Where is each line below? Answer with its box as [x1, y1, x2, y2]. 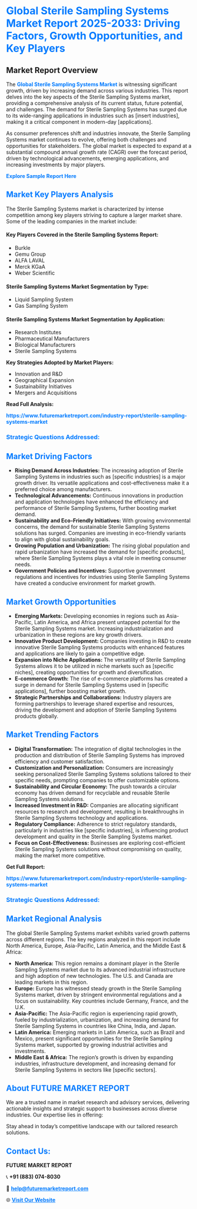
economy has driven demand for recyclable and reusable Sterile [14, 789, 170, 796]
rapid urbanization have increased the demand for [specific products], [14, 548, 185, 555]
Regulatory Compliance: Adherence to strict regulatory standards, [14, 821, 177, 828]
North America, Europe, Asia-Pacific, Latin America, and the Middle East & [6, 942, 186, 949]
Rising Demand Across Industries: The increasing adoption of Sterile [14, 467, 183, 474]
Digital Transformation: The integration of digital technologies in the [14, 745, 181, 752]
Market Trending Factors [6, 730, 99, 740]
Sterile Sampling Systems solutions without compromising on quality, [14, 845, 182, 852]
